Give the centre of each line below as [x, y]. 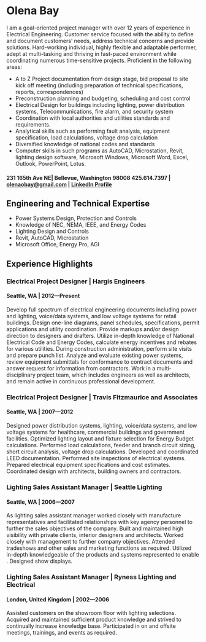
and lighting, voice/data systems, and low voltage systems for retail [91, 316]
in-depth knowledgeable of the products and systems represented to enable [103, 555]
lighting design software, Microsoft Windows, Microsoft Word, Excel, [102, 157]
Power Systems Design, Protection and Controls [76, 218]
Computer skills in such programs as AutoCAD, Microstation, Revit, [99, 151]
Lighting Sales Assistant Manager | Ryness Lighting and [91, 577]
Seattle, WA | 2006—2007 [40, 502]
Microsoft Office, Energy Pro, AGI [57, 245]
